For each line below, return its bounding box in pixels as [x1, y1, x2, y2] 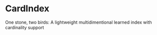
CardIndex [5, 3, 49, 14]
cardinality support [5, 24, 44, 30]
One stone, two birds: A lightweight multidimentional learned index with [5, 19, 152, 25]
